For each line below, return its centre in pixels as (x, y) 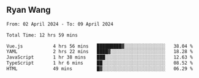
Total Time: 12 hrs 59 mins (42, 35)
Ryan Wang (28, 10)
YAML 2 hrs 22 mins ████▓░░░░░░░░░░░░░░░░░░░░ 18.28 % (99, 52)
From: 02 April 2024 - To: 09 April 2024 (60, 24)
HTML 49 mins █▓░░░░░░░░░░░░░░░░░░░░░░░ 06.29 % (99, 69)
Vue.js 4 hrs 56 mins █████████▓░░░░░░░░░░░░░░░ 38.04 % (99, 46)
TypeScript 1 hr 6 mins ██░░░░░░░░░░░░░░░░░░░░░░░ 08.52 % (99, 63)
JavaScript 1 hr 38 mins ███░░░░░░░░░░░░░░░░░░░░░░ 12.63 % (99, 57)
